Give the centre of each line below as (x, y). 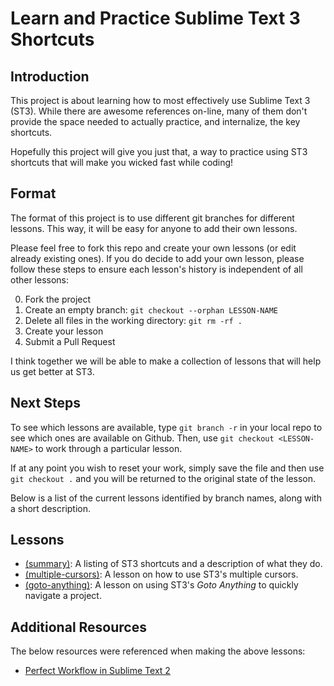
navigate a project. (63, 596)
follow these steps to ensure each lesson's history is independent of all (156, 269)
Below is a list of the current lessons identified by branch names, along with (166, 498)
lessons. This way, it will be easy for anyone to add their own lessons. (154, 228)
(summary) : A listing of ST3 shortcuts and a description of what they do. (173, 564)
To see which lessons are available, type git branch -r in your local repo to (166, 427)
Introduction (50, 76)
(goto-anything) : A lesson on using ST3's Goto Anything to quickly (161, 585)
